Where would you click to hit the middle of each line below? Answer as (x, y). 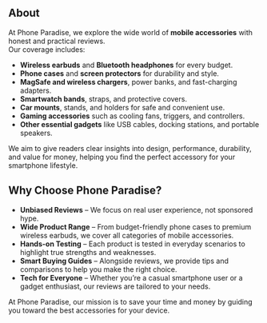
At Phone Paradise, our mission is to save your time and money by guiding (131, 301)
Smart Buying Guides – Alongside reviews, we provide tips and (124, 261)
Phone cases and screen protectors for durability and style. (120, 73)
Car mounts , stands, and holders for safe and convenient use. (122, 107)
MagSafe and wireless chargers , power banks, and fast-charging (128, 82)
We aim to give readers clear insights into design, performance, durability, (130, 148)
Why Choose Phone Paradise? (85, 191)
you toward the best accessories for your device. (89, 310)
